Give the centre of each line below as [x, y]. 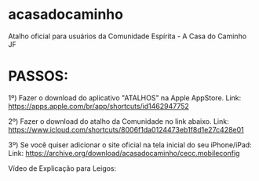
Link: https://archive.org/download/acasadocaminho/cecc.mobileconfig [124, 153]
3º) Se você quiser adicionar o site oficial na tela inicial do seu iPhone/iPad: [130, 145]
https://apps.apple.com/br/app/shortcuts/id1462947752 [99, 106]
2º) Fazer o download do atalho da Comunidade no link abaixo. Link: [119, 121]
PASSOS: [38, 76]
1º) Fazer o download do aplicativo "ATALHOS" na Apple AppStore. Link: [125, 98]
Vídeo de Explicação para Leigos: [62, 168]
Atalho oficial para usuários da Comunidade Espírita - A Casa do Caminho [128, 36]
